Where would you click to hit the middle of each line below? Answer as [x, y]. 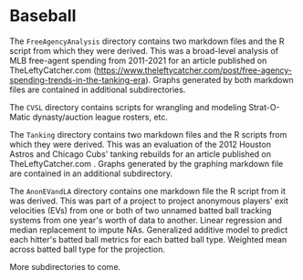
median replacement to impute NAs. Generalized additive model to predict [149, 230]
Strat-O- [264, 107]
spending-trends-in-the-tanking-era [78, 79]
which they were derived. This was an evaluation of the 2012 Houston [141, 144]
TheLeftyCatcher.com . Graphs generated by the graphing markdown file [146, 163]
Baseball [43, 16]
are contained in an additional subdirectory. [91, 173]
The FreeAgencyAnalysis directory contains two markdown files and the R [147, 41]
